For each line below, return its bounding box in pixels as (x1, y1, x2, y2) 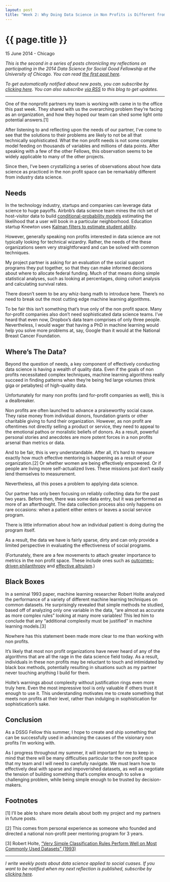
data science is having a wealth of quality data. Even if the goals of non (5, 366, 154, 372)
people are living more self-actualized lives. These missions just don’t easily (5, 466, 164, 472)
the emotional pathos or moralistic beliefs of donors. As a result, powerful (5, 429, 159, 435)
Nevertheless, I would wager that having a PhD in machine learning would (5, 322, 159, 328)
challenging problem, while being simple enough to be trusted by (5, 776, 141, 782)
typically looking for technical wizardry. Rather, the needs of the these (5, 239, 152, 245)
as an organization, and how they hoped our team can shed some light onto (5, 112, 163, 118)
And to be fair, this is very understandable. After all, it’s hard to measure (5, 450, 155, 456)
